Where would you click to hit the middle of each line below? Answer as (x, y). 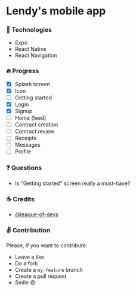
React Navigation (36, 56)
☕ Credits (20, 199)
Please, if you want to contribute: (47, 245)
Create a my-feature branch (49, 270)
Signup (24, 111)
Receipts (26, 138)
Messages (27, 145)
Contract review (35, 131)
